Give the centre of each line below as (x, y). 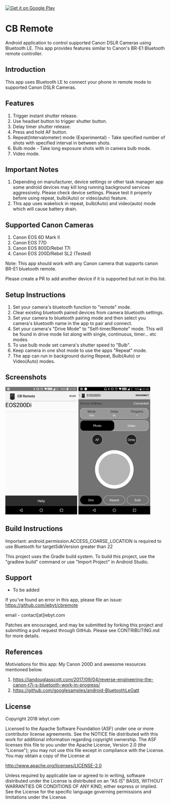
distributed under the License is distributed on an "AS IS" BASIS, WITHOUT (84, 781)
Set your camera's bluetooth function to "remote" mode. (72, 307)
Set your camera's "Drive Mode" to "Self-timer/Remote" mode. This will (88, 329)
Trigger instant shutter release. (45, 116)
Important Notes (32, 170)
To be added (26, 590)
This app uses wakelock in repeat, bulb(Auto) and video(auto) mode (84, 204)
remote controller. (24, 54)
